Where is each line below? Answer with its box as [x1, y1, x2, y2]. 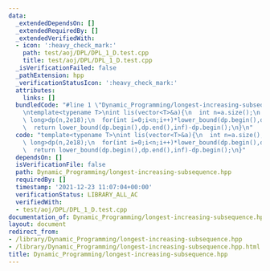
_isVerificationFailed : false [15, 64, 117, 72]
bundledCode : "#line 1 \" [15, 101, 103, 109]
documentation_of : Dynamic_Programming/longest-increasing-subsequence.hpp [8, 213, 268, 221]
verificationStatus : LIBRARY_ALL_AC [15, 190, 138, 199]
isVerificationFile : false [15, 161, 106, 169]
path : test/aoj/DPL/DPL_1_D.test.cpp [22, 49, 149, 57]
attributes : [15, 86, 56, 95]
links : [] [22, 94, 56, 102]
